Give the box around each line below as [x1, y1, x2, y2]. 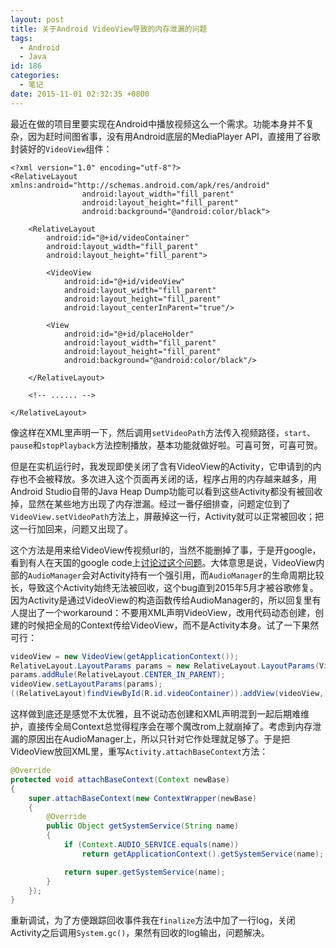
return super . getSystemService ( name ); [63, 867, 226, 877]
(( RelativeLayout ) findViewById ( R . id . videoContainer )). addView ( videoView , [10, 689, 325, 699]
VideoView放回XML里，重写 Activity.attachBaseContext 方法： [10, 746, 269, 757]
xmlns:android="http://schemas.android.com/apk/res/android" [10, 180, 271, 190]
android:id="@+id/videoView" [63, 276, 186, 286]
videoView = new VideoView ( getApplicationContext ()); [10, 651, 240, 661]
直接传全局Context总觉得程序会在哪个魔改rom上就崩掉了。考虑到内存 [27, 721, 313, 732]
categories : [10, 71, 60, 81]
